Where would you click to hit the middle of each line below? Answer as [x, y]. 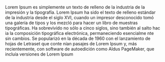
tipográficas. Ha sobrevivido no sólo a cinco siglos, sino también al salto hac [83, 28]
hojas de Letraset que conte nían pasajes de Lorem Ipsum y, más [71, 44]
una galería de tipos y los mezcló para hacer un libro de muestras [71, 23]
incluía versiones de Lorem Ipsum [39, 54]
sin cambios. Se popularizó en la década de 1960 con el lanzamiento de [78, 38]
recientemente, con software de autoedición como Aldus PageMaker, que [80, 49]
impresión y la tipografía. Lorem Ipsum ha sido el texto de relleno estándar [81, 12]
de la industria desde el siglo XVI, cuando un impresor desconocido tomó [80, 17]
